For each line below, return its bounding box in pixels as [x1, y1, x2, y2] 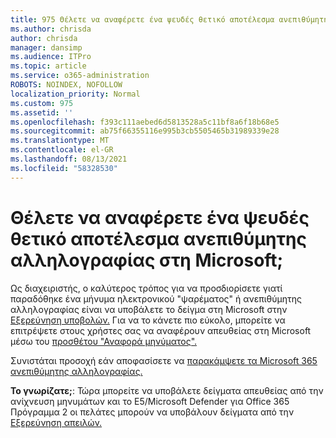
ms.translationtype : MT [10, 136, 110, 146]
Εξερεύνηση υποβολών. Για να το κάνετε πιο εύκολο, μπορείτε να [10, 314, 286, 326]
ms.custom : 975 [10, 98, 74, 108]
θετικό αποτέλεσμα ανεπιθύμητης [10, 227, 307, 250]
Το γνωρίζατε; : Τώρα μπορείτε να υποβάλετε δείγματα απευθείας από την [10, 384, 324, 396]
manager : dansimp [10, 42, 83, 53]
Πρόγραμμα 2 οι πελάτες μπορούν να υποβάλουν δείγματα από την [10, 406, 295, 418]
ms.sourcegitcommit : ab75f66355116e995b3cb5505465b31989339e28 [10, 126, 280, 136]
